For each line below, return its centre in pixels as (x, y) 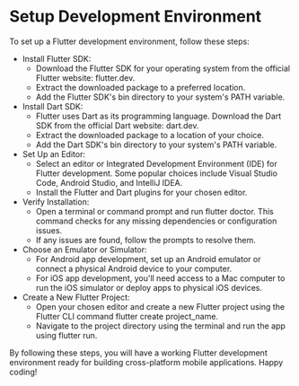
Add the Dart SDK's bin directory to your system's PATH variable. (156, 145)
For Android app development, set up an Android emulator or (148, 259)
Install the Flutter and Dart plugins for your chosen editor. (141, 192)
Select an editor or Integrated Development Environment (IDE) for (156, 163)
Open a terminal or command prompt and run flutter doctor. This (154, 211)
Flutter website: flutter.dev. (85, 77)
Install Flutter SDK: (57, 58)
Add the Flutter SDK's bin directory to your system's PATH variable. (160, 97)
